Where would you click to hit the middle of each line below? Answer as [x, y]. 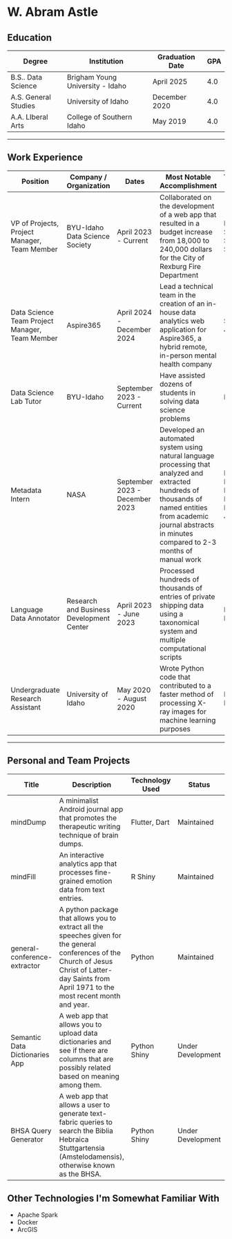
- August [132, 698]
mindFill [23, 877]
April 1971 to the [87, 987]
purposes [175, 729]
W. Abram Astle [53, 12]
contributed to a [186, 685]
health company [186, 364]
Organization [88, 185]
